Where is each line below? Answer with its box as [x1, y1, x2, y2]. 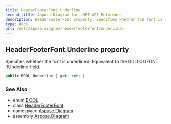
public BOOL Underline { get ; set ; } [5, 73, 85, 78]
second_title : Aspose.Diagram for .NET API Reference [5, 12, 122, 17]
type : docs [5, 21, 28, 27]
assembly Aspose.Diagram [12, 113, 69, 119]
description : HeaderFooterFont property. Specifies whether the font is [5, 17, 163, 22]
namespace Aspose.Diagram [12, 108, 74, 114]
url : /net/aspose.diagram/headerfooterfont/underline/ [5, 26, 124, 31]
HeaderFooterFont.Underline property [5, 45, 129, 54]
